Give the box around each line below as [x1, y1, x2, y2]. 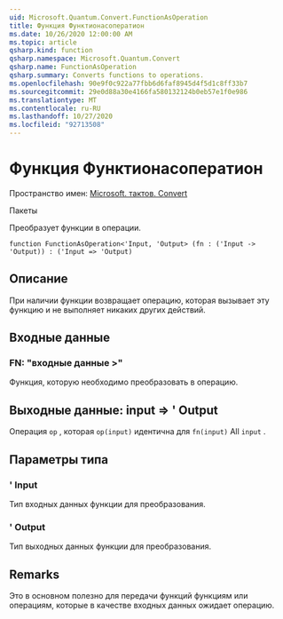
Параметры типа [9, 452, 109, 467]
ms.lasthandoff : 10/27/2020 [9, 112, 114, 121]
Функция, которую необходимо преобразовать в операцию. [9, 377, 239, 387]
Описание [9, 272, 68, 287]
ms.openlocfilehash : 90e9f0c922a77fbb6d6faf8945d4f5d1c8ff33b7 [9, 79, 248, 88]
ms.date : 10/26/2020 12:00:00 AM [9, 29, 133, 38]
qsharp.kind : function [9, 46, 93, 55]
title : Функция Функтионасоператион [9, 21, 145, 30]
